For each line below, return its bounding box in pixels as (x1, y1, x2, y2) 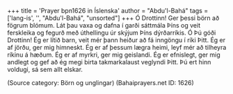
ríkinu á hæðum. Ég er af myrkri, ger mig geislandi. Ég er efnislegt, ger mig (7, 50, 220, 59)
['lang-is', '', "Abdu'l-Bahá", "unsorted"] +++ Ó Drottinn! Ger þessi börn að (7, 14, 220, 22)
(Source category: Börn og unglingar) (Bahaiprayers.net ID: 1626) (7, 79, 195, 86)
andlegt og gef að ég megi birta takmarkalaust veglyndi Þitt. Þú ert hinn (7, 58, 211, 66)
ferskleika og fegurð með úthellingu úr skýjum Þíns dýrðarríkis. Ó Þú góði (7, 28, 216, 37)
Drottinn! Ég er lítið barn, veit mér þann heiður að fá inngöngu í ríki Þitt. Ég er (7, 36, 226, 44)
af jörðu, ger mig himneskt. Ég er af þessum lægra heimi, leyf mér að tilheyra (7, 44, 227, 51)
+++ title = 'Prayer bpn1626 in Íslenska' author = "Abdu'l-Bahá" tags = (7, 7, 209, 15)
